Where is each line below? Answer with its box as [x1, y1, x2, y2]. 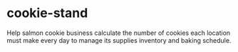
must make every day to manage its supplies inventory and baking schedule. [6, 36, 232, 44]
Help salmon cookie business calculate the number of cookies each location [6, 28, 231, 37]
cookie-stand [6, 5, 88, 21]
